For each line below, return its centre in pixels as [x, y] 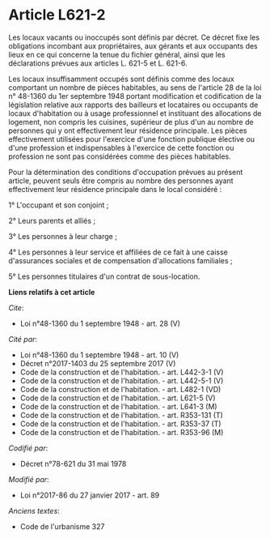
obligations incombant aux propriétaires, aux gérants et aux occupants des [133, 45]
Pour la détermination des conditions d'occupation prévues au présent [126, 172]
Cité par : [23, 339]
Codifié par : [28, 448]
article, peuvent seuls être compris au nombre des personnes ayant [121, 181]
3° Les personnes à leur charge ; [63, 236]
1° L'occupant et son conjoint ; [59, 205]
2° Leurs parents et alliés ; [52, 220]
